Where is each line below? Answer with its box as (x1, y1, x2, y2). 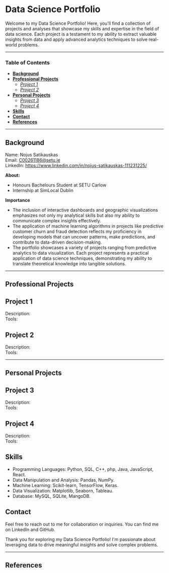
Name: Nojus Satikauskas (5, 152, 58, 158)
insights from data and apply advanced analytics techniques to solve (5, 36, 148, 42)
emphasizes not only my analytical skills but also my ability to (12, 212, 140, 218)
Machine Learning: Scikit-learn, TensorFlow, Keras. (12, 482, 119, 488)
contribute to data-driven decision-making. (12, 239, 102, 246)
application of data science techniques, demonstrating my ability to (12, 255, 152, 261)
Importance (5, 197, 30, 203)
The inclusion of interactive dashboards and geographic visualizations (12, 207, 158, 213)
